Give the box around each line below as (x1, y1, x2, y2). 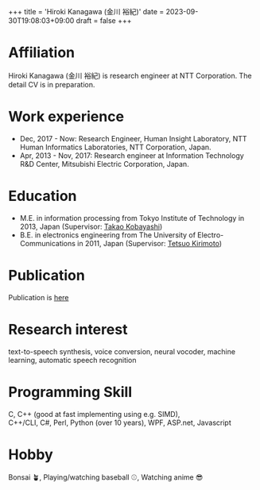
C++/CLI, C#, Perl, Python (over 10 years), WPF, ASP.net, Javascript (8, 418, 232, 427)
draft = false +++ (76, 16, 132, 25)
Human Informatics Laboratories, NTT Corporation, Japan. (19, 142, 212, 152)
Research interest (8, 320, 128, 338)
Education (8, 187, 77, 205)
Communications (19, 238, 76, 248)
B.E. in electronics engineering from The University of (19, 230, 196, 240)
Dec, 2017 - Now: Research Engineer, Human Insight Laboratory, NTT (19, 133, 248, 143)
